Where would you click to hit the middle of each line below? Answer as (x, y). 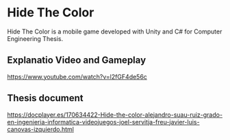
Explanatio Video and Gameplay (77, 60)
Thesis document (45, 98)
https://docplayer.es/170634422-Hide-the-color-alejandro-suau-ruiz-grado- (115, 115)
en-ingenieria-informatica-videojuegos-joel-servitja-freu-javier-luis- (103, 122)
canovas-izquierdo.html (40, 129)
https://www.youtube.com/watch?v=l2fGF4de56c (77, 76)
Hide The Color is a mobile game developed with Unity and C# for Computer (115, 31)
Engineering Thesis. (35, 38)
